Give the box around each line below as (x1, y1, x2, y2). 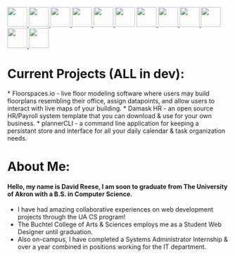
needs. (7, 134, 27, 142)
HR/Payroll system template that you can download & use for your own (7, 111, 212, 120)
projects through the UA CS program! (17, 213, 126, 221)
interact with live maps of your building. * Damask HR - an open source (7, 104, 213, 112)
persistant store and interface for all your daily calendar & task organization (7, 127, 226, 135)
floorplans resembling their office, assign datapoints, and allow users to (7, 96, 215, 105)
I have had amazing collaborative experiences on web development (17, 205, 213, 214)
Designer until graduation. (17, 228, 94, 236)
